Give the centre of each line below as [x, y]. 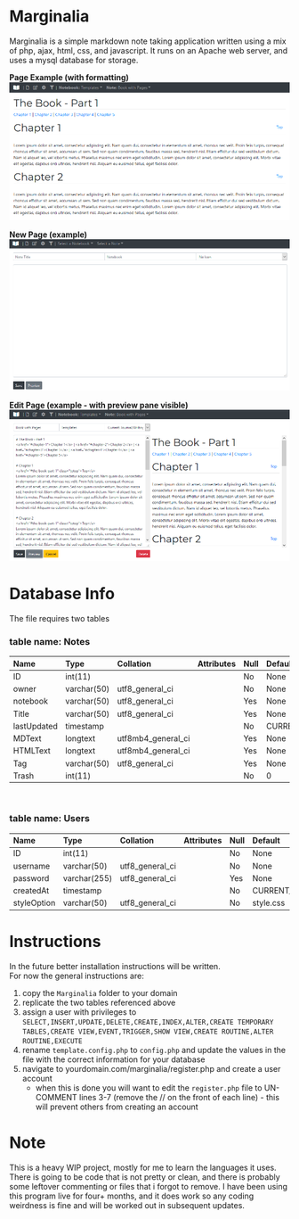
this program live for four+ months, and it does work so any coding [132, 1196]
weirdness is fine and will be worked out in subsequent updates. [127, 1205]
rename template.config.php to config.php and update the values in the [154, 1050]
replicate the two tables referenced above [99, 1002]
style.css [269, 903]
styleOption [34, 903]
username [32, 866]
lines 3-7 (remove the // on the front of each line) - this [179, 1097]
